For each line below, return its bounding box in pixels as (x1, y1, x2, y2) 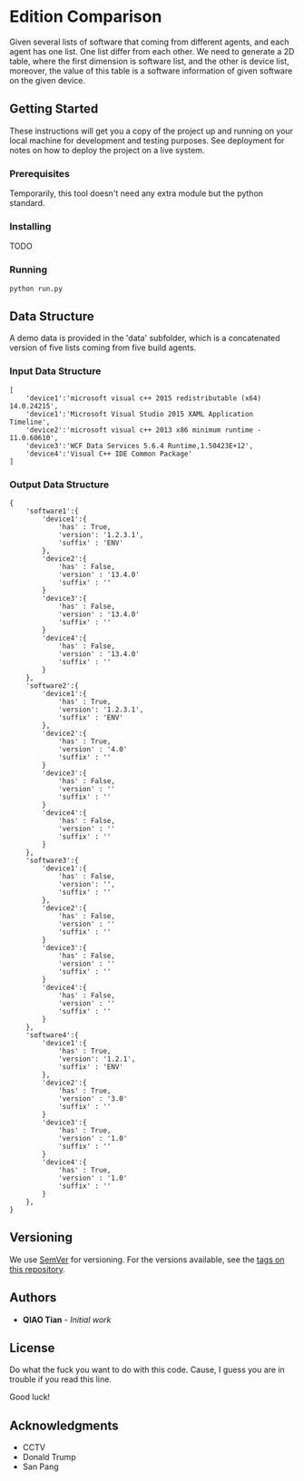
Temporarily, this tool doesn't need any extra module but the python (9, 188, 264, 199)
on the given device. (9, 74, 86, 85)
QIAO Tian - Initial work (22, 1314, 112, 1325)
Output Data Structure (9, 478, 110, 491)
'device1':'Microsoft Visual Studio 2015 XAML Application (25, 409, 254, 418)
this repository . (9, 1263, 66, 1274)
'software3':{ (25, 856, 79, 866)
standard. (9, 198, 45, 209)
